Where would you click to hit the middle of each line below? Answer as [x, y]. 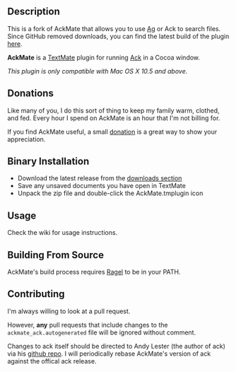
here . [15, 43]
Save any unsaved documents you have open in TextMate [101, 186]
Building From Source [56, 255]
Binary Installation [48, 162]
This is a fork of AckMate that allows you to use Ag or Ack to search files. [114, 28]
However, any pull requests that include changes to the [88, 325]
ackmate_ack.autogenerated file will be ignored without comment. [102, 332]
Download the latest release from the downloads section [100, 178]
